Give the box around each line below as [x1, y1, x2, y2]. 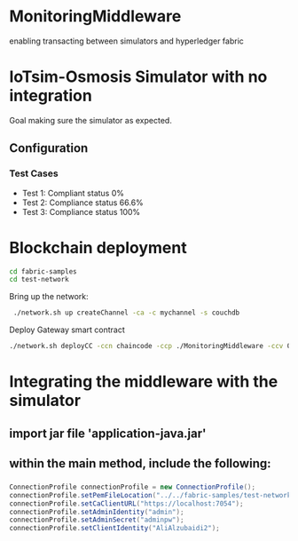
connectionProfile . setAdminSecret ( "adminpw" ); [9, 515, 184, 525]
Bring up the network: [9, 291, 89, 302]
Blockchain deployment [9, 237, 188, 258]
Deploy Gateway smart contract [9, 324, 126, 335]
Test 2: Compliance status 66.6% [21, 197, 144, 208]
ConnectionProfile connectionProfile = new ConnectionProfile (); [9, 482, 255, 491]
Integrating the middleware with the [9, 371, 278, 392]
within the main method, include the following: [9, 456, 271, 471]
